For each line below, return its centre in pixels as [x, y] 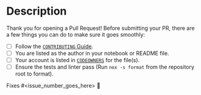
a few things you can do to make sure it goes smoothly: [76, 34]
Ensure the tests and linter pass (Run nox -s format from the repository [105, 67]
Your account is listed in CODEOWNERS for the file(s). [77, 60]
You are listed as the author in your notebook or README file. [92, 53]
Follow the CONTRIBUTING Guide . [54, 46]
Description [37, 11]
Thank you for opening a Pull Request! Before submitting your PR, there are [100, 28]
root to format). [34, 74]
